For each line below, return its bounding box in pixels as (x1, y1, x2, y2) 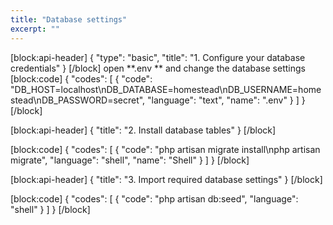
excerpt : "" (10, 24, 60, 34)
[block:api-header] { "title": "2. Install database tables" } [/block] (10, 124, 277, 136)
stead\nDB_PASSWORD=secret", (10, 94, 146, 106)
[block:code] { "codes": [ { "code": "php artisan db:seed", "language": (10, 192, 299, 205)
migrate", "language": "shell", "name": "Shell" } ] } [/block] (10, 154, 250, 166)
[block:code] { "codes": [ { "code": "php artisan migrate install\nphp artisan (10, 143, 321, 155)
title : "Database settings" (10, 14, 128, 25)
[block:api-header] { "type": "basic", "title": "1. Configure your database (10, 51, 306, 63)
